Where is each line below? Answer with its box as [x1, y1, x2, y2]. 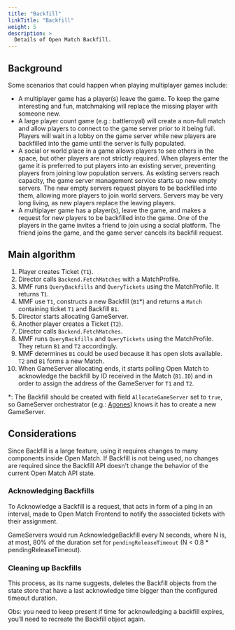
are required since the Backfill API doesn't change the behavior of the [8, 461, 209, 470]
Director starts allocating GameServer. [17, 312, 129, 320]
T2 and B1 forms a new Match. [17, 357, 104, 365]
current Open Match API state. [8, 469, 96, 477]
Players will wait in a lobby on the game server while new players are [17, 131, 217, 140]
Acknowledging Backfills [8, 486, 95, 496]
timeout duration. [8, 594, 58, 603]
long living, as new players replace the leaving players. [17, 198, 176, 207]
